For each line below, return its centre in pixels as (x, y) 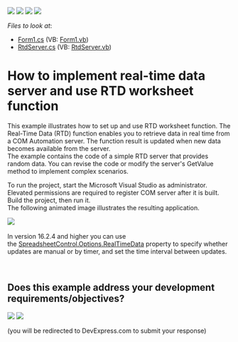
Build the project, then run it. (49, 200)
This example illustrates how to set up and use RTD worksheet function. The (119, 125)
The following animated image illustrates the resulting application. (104, 207)
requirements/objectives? (66, 299)
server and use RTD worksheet (101, 91)
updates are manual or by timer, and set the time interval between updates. (117, 251)
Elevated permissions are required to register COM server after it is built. (113, 192)
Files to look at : (30, 26)
